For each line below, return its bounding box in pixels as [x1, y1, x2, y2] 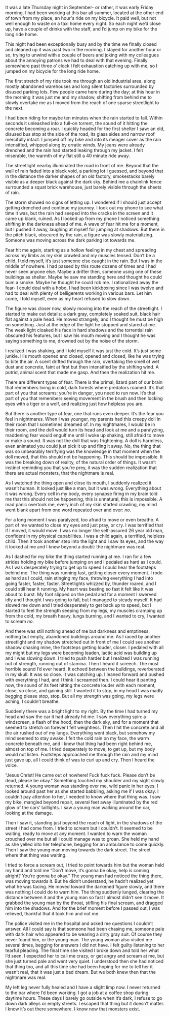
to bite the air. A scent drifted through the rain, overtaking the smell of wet [5, 358, 159, 364]
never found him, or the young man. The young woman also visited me [5, 937, 153, 942]
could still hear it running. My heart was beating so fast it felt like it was [5, 586, 153, 592]
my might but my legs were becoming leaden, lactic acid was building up [5, 650, 157, 656]
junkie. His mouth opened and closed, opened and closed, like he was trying [5, 353, 164, 359]
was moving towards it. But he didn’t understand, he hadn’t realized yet [5, 878, 154, 884]
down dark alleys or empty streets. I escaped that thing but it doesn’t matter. [5, 1001, 164, 1006]
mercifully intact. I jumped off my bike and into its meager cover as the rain [5, 137, 161, 142]
